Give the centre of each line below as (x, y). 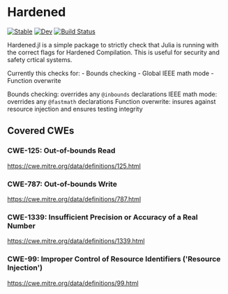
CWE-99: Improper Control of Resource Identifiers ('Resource (114, 259)
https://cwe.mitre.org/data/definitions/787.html (74, 199)
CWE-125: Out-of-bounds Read (61, 150)
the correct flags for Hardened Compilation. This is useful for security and (113, 52)
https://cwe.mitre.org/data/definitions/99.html (73, 283)
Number (22, 226)
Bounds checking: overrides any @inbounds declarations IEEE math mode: (112, 94)
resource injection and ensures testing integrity (75, 109)
